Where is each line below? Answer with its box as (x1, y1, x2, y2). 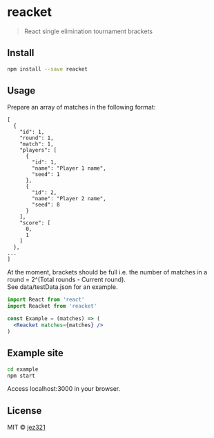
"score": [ (19, 220, 51, 227)
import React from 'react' (7, 296, 85, 304)
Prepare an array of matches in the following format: (7, 103, 156, 112)
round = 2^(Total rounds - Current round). (7, 275, 126, 284)
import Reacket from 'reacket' (7, 303, 97, 310)
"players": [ (19, 147, 57, 154)
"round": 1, (19, 134, 54, 142)
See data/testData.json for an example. (7, 283, 118, 291)
